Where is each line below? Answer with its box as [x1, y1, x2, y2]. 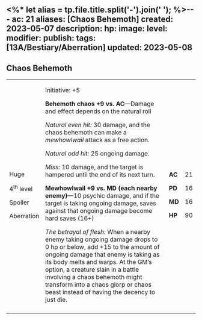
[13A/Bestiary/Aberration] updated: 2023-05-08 [6, 42, 192, 53]
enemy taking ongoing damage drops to [44, 235, 158, 243]
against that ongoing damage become [44, 207, 153, 215]
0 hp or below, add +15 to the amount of [44, 243, 160, 251]
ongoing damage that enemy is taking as [44, 250, 160, 259]
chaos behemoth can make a [44, 128, 127, 137]
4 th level [9, 183, 33, 193]
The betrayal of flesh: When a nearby [44, 228, 150, 236]
